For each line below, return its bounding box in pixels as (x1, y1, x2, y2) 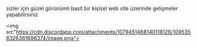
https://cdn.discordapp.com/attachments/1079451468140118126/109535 (15, 28, 191, 35)
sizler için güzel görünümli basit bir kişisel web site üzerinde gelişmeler (6, 5, 178, 12)
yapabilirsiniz (6, 11, 38, 18)
